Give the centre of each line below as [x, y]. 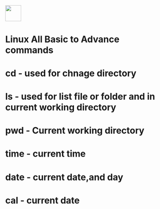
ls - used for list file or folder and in [80, 96]
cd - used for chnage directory [71, 73]
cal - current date [43, 200]
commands [29, 50]
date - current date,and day [64, 177]
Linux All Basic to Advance [63, 39]
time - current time [46, 154]
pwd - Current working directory [75, 131]
